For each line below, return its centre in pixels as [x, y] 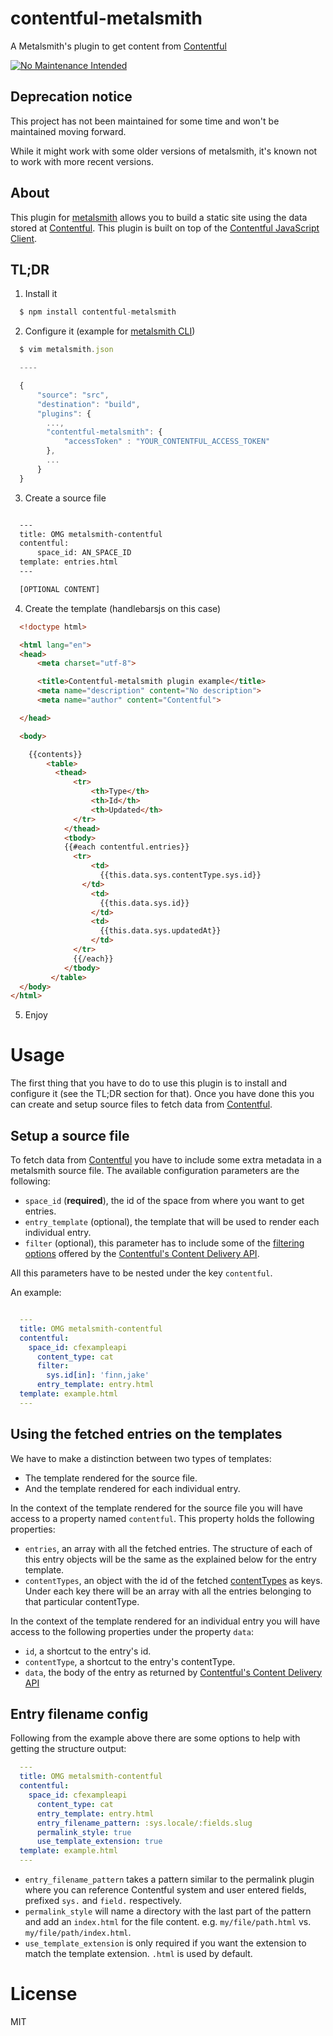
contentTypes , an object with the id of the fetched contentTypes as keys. [173, 1580]
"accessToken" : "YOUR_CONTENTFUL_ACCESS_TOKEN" [167, 442]
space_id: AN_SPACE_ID [84, 553]
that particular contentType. [82, 1601]
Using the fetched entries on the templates [146, 1434]
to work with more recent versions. [82, 161]
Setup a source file [70, 1135]
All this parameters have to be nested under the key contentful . [141, 1273]
